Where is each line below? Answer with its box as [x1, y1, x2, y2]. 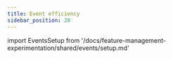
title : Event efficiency [7, 10, 80, 18]
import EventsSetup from [7, 36, 80, 44]
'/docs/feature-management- [81, 36, 167, 44]
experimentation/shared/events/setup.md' [7, 44, 130, 52]
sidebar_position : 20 [7, 17, 71, 24]
